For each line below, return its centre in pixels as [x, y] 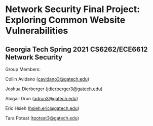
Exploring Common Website [65, 20]
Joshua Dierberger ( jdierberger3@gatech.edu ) [54, 89]
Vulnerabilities [37, 31]
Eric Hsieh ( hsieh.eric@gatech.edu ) [42, 108]
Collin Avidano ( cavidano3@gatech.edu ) [47, 79]
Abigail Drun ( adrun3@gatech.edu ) [42, 99]
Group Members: [23, 69]
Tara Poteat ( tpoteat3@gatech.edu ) [42, 118]
